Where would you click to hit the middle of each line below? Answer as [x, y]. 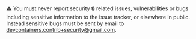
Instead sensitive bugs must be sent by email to [65, 23]
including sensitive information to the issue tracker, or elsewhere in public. [98, 17]
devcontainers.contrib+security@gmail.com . [61, 30]
